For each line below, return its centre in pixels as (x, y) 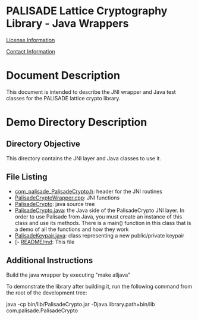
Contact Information (31, 51)
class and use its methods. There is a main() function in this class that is (103, 223)
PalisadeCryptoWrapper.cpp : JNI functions (67, 198)
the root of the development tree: (47, 293)
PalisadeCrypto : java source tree (55, 204)
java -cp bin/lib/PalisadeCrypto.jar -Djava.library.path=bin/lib (81, 304)
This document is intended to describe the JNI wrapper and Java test (91, 92)
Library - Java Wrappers (67, 23)
